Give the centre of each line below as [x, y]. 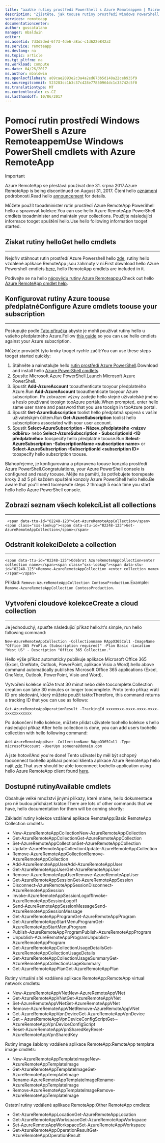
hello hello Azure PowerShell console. [43, 490]
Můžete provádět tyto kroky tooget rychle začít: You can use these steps [78, 350]
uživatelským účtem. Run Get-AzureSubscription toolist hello [74, 418]
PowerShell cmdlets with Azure [70, 152]
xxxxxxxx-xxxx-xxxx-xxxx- [133, 709]
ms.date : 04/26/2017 [26, 69]
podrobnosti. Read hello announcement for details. [56, 196]
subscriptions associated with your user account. [62, 422]
